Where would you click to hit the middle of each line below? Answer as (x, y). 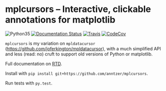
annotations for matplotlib (60, 20)
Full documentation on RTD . (34, 63)
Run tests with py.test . (29, 83)
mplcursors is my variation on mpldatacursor (50, 43)
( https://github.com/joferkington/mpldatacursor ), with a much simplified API (83, 48)
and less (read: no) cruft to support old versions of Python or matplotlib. (79, 54)
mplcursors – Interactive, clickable (78, 9)
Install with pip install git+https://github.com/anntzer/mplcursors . (77, 73)
